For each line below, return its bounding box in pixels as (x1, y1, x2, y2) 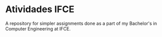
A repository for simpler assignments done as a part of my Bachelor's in (5, 20, 157, 26)
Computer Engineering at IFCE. (5, 25, 71, 31)
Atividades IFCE (5, 4, 74, 15)
